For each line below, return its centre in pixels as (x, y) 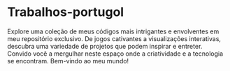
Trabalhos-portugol (66, 12)
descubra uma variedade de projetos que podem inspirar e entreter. (105, 46)
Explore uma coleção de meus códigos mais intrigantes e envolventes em (113, 31)
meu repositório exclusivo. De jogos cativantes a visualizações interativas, (114, 38)
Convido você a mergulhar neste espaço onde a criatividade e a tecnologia (115, 54)
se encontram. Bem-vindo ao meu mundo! (68, 61)
